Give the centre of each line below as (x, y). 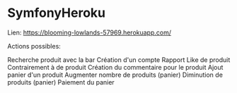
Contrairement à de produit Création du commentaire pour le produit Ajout (115, 67)
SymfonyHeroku (57, 13)
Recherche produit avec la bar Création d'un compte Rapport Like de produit (119, 60)
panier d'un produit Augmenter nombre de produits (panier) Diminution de (115, 75)
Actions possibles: (34, 46)
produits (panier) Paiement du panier (61, 82)
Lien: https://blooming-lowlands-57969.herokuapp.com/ (89, 32)
